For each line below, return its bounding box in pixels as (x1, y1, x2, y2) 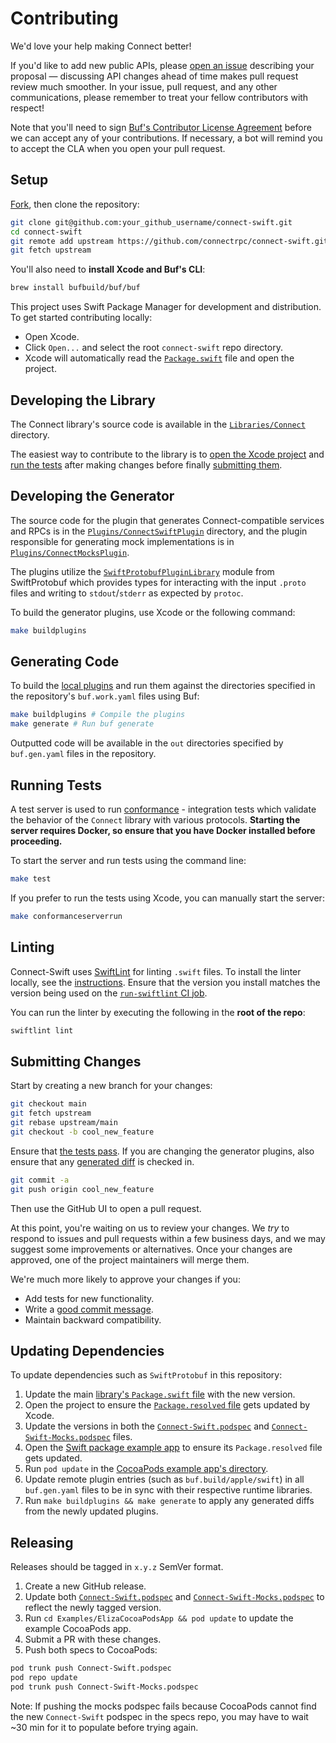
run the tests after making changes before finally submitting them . (10, 458, 283, 471)
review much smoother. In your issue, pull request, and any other (10, 80, 278, 92)
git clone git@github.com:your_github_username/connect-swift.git (10, 217, 293, 227)
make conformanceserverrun (10, 911, 123, 921)
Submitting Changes (10, 1053, 142, 1070)
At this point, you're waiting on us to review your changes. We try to (10, 1222, 290, 1234)
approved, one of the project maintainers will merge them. (10, 1253, 250, 1266)
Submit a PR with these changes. (24, 1633, 162, 1646)
